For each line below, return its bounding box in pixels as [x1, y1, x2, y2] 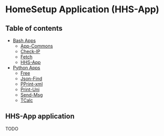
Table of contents [5, 24, 63, 33]
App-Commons [20, 43, 53, 49]
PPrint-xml [20, 81, 43, 87]
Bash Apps [12, 37, 36, 43]
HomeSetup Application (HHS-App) [5, 4, 160, 15]
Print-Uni [20, 86, 40, 93]
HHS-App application [5, 112, 75, 121]
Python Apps [12, 65, 40, 71]
